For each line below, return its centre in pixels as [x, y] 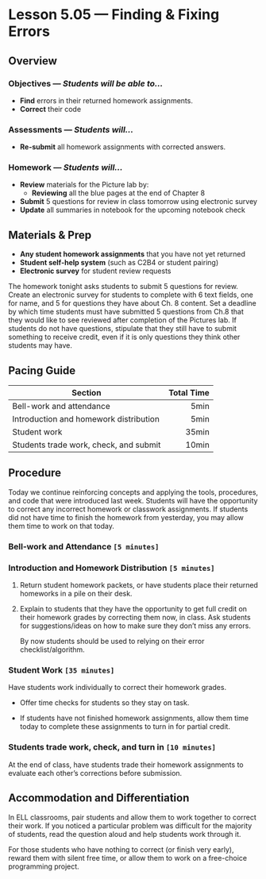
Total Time [189, 393]
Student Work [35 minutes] [62, 670]
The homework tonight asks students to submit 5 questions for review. [123, 287]
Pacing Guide [42, 370]
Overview [33, 61]
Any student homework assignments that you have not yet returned [133, 254]
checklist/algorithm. [52, 650]
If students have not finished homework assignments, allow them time [134, 718]
